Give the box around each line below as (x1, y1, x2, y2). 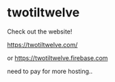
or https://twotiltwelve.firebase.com (7, 53, 108, 62)
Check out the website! (7, 27, 73, 36)
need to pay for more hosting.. (7, 67, 93, 75)
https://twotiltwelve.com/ (7, 40, 78, 49)
